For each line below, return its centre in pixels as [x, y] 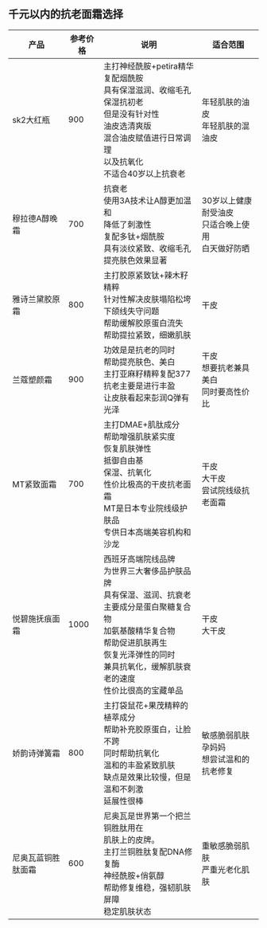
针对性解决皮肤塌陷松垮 [147, 299]
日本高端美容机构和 [155, 532]
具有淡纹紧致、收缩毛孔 [147, 248]
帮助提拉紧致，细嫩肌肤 [147, 335]
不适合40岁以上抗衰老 [144, 174]
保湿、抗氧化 [127, 472]
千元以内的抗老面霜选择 [66, 14]
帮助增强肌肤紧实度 [139, 437]
